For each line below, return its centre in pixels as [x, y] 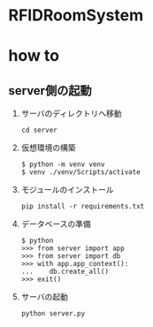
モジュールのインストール [67, 190]
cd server [39, 130]
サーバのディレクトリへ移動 [71, 114]
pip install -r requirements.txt [83, 207]
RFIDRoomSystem [76, 15]
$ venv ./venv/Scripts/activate [80, 172]
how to [34, 56]
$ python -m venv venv [63, 164]
